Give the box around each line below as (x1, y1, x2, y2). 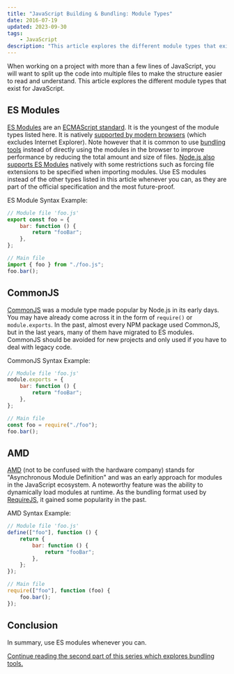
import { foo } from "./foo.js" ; (7, 261, 104, 268)
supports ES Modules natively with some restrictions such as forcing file (7, 160, 214, 168)
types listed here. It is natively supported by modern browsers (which (7, 130, 207, 138)
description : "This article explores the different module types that (7, 43, 217, 50)
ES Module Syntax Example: (7, 196, 88, 204)
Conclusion (7, 619, 58, 631)
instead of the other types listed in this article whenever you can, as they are (7, 175, 227, 183)
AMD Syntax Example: (7, 509, 71, 517)
